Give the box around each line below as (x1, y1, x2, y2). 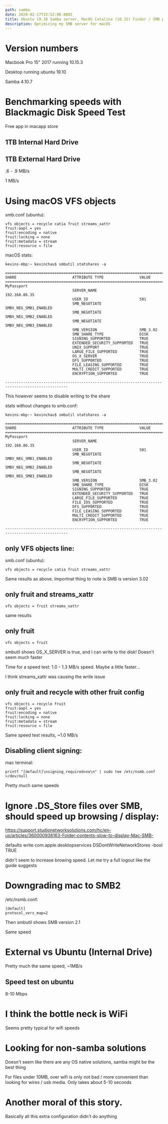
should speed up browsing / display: (5, 810, 159, 822)
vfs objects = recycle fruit (5, 701, 66, 706)
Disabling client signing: (5, 746, 82, 755)
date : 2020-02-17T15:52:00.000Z (5, 12, 72, 17)
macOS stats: (5, 252, 33, 258)
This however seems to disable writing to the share (5, 393, 110, 399)
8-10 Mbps (5, 990, 27, 996)
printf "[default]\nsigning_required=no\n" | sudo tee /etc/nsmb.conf (5, 769, 155, 774)
